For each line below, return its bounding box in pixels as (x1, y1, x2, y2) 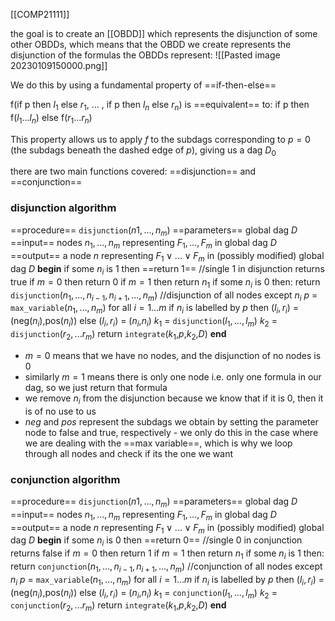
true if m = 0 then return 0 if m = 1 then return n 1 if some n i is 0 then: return (10, 275, 321, 290)
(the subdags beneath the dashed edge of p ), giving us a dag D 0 (10, 144, 277, 158)
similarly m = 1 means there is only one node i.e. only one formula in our (24, 370, 322, 383)
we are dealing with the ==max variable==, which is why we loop (24, 437, 293, 449)
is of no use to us (24, 405, 97, 417)
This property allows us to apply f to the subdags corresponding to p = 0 (10, 133, 311, 145)
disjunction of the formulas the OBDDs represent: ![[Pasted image (10, 49, 281, 61)
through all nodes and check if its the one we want (24, 447, 234, 459)
